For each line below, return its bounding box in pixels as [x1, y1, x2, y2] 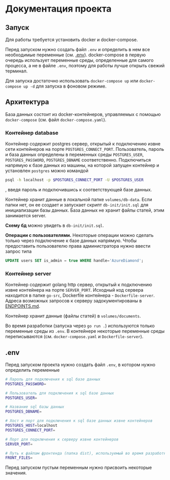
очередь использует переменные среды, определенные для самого [5, 57, 154, 63]
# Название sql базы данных [5, 405, 65, 410]
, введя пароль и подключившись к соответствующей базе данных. [5, 186, 152, 192]
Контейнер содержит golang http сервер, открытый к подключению [5, 282, 153, 288]
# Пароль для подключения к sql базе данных [5, 377, 101, 382]
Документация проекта [5, 3, 112, 15]
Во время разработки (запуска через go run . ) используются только [5, 323, 155, 329]
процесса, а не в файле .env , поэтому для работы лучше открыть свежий [5, 63, 165, 68]
